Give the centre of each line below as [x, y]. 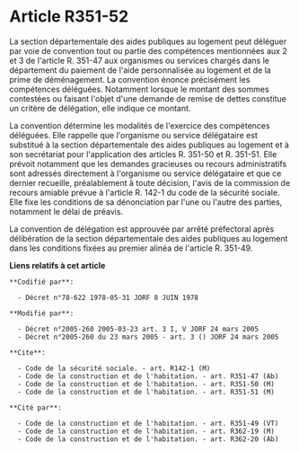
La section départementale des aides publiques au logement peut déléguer [148, 41]
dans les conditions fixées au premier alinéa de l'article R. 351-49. [131, 248]
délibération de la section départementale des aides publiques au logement [149, 238]
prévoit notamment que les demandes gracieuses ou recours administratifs [148, 164]
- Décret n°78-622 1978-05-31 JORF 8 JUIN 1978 [108, 297]
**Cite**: [28, 352]
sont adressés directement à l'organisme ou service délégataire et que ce [145, 173]
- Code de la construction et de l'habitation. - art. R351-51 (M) [146, 392]
